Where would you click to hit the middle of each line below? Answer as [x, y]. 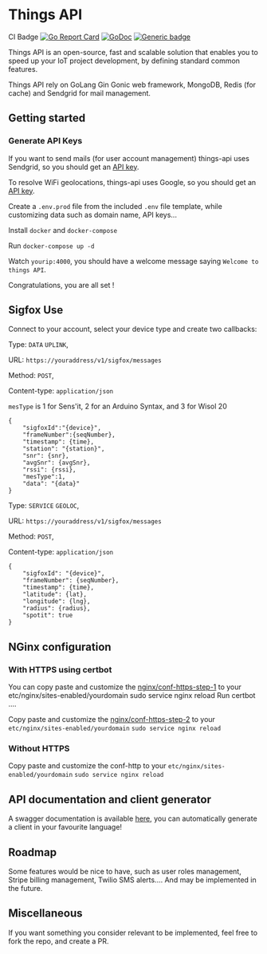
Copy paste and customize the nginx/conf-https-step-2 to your [112, 719]
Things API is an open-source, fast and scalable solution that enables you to [133, 52]
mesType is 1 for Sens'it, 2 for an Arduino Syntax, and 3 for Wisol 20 [118, 406]
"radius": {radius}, [57, 609]
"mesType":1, [44, 477]
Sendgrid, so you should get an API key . [74, 167]
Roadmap [33, 852]
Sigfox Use [36, 310]
